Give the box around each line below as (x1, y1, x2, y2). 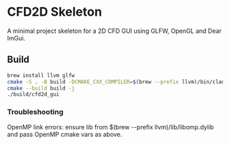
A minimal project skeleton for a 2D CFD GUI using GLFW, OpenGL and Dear (7, 27, 222, 35)
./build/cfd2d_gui (7, 91, 60, 98)
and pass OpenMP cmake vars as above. (7, 130, 123, 138)
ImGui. (7, 34, 26, 42)
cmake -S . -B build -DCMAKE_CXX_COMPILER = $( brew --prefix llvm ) (7, 78, 197, 85)
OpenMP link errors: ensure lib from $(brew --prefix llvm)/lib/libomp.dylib (7, 122, 214, 131)
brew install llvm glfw (7, 72, 75, 79)
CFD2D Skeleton (7, 4, 103, 20)
